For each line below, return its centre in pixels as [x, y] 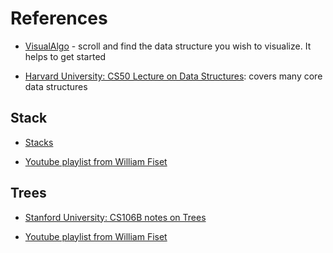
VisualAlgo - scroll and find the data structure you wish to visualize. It [168, 46]
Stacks [39, 142]
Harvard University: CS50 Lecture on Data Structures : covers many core [173, 76]
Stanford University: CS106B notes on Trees [115, 217]
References [59, 18]
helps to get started [65, 56]
